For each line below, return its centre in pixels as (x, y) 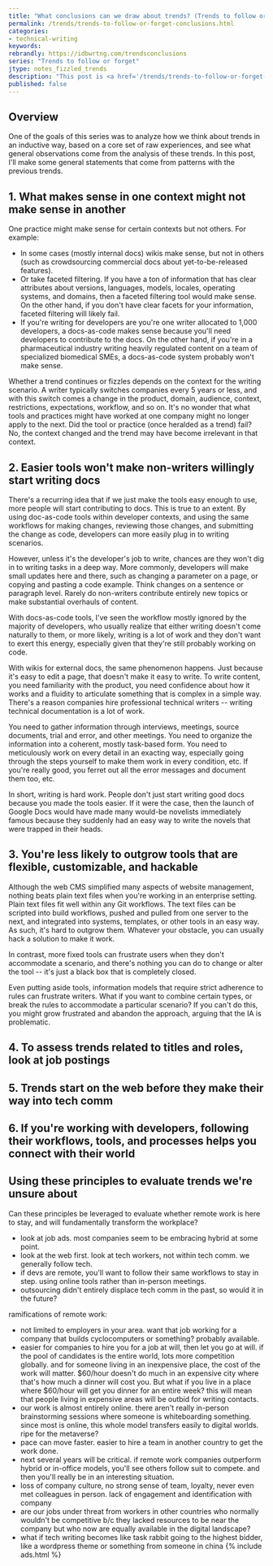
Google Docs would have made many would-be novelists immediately (125, 811)
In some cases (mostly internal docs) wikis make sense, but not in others (142, 254)
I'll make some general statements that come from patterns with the (122, 163)
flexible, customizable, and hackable (104, 867)
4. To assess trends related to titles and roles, (126, 1048)
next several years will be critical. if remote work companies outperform (141, 1459)
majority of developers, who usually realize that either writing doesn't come (135, 626)
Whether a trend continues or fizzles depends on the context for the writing (135, 381)
